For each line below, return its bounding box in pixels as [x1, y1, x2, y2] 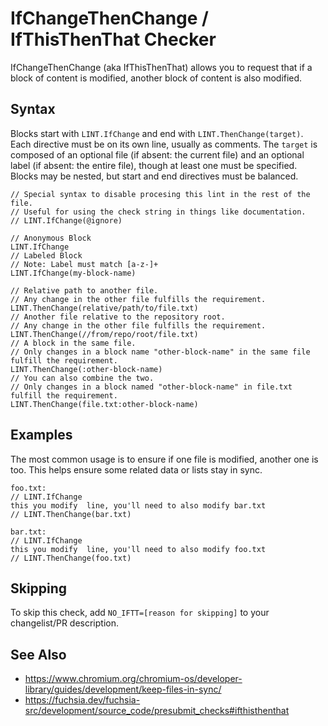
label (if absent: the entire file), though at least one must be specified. [10, 159, 298, 171]
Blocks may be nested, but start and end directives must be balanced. [10, 170, 299, 182]
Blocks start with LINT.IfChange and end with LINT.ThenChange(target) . [10, 127, 304, 139]
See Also [10, 646, 67, 663]
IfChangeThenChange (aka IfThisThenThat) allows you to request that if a [10, 61, 313, 73]
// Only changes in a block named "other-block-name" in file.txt [10, 382, 293, 392]
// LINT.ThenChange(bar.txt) [10, 509, 132, 519]
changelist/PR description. [10, 617, 120, 629]
